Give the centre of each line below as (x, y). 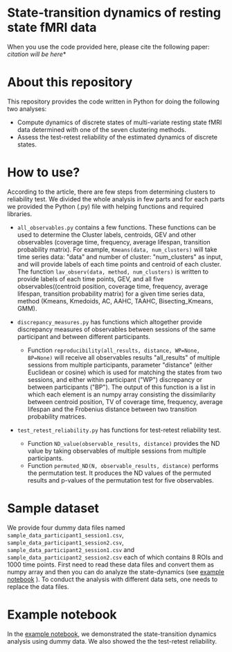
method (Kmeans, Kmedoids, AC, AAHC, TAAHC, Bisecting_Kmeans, (115, 301)
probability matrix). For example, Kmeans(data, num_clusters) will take (117, 249)
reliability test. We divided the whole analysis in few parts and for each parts (116, 199)
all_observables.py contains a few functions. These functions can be (116, 227)
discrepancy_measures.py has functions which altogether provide (109, 321)
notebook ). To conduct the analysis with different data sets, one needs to (113, 579)
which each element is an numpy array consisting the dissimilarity (122, 394)
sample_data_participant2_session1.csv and (71, 549)
